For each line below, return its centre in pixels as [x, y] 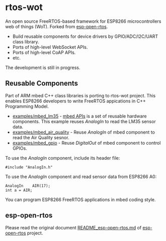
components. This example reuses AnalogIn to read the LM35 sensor [84, 121]
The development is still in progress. [43, 68]
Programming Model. [27, 106]
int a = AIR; [19, 190]
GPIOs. [20, 148]
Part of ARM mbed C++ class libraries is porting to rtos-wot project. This [80, 95]
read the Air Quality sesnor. [41, 137]
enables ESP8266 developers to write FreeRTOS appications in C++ [75, 101]
